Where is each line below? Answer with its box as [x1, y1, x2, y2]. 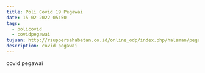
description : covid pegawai [6, 43, 78, 49]
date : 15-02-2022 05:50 [6, 15, 67, 21]
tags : [6, 20, 20, 26]
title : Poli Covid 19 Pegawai [6, 9, 84, 15]
